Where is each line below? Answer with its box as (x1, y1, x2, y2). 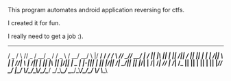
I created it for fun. (8, 19, 61, 27)
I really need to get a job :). (8, 32, 84, 40)
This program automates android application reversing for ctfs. (8, 6, 184, 14)
